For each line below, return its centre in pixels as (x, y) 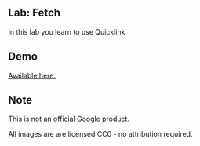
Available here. (32, 75)
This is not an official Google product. (69, 119)
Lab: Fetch (35, 13)
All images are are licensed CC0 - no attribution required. (100, 134)
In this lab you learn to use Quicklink (67, 31)
